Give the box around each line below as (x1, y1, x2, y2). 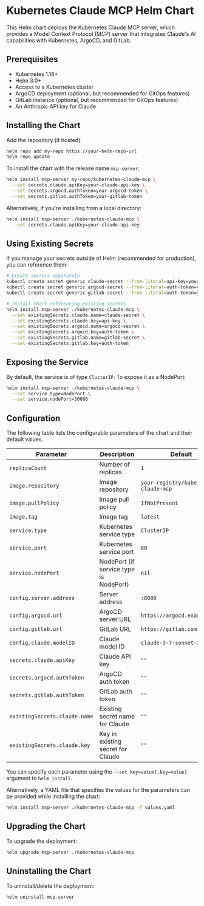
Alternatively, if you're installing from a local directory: (6, 204, 141, 211)
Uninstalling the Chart (6, 866, 92, 876)
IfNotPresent (140, 500, 178, 507)
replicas (99, 468, 123, 477)
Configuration (6, 413, 61, 423)
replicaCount (9, 465, 47, 472)
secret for (99, 745, 127, 754)
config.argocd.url (9, 612, 63, 619)
